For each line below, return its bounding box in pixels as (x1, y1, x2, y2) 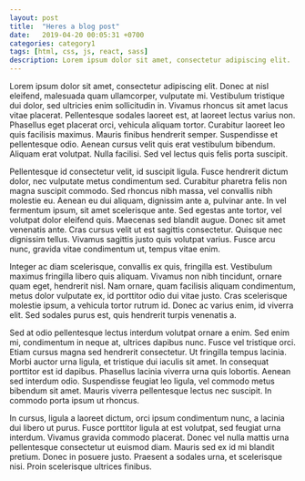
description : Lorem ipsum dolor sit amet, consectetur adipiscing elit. (9, 56, 291, 65)
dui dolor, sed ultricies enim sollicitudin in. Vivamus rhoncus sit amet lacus (9, 100, 289, 110)
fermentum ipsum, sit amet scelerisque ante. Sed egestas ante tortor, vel (9, 205, 282, 215)
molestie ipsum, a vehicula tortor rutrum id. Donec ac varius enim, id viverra (9, 300, 294, 311)
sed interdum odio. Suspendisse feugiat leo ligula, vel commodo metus (9, 375, 275, 386)
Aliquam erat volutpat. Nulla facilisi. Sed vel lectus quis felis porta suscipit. (9, 148, 289, 159)
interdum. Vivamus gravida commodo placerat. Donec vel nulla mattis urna (9, 432, 290, 443)
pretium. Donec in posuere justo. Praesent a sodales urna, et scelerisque (9, 452, 282, 462)
